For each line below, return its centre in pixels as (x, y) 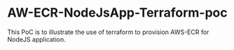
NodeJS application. (37, 39)
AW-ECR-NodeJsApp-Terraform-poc (117, 13)
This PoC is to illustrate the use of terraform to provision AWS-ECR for (108, 32)
